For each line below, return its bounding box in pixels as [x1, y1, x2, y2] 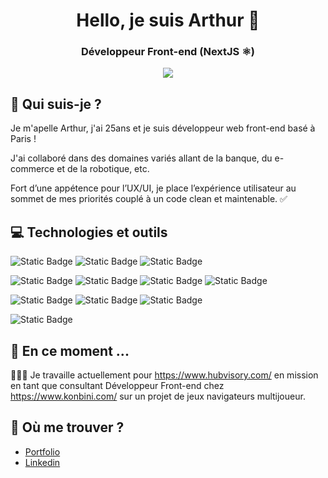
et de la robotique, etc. [56, 163, 150, 175]
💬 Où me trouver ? [10, 419, 125, 436]
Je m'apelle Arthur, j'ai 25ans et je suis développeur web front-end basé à [10, 122, 316, 134]
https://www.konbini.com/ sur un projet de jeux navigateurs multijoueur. [10, 390, 306, 402]
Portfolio [24, 445, 61, 458]
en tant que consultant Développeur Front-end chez [10, 379, 225, 391]
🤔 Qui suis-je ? [10, 95, 102, 113]
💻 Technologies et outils [10, 224, 168, 241]
